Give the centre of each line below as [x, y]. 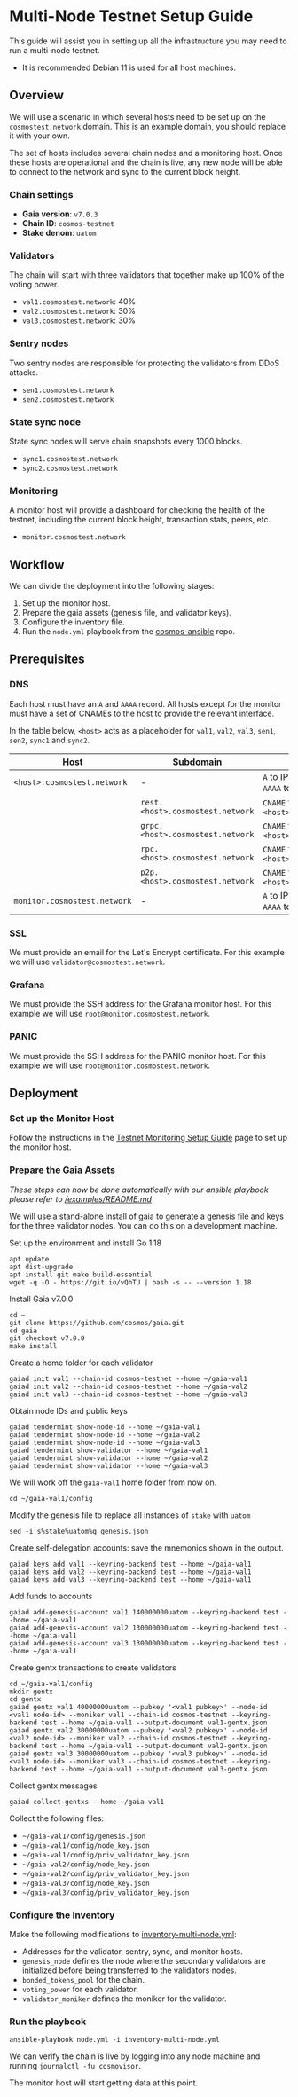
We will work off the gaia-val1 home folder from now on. [113, 1482]
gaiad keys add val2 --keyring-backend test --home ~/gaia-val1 [130, 1572]
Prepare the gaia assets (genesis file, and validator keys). [127, 613]
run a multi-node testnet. [55, 50]
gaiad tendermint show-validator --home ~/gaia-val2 [109, 1458]
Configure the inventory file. [73, 622]
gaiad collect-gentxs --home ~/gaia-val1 [87, 1802]
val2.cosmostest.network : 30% [78, 311]
